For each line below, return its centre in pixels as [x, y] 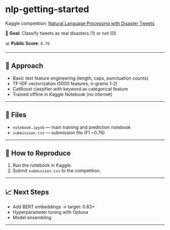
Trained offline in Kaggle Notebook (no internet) [62, 94]
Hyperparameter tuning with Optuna [50, 212]
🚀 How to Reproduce [38, 153]
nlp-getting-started [47, 9]
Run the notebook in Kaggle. [42, 165]
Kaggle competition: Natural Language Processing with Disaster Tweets [80, 23]
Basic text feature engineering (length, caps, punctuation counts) [80, 78]
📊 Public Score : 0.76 [28, 43]
